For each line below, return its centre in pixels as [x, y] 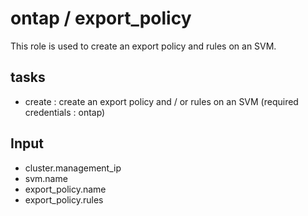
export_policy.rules [64, 199]
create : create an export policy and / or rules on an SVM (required [161, 101]
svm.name [46, 178]
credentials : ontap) [65, 112]
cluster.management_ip [73, 168]
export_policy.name [65, 189]
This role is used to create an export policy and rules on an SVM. [143, 46]
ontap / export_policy [101, 18]
